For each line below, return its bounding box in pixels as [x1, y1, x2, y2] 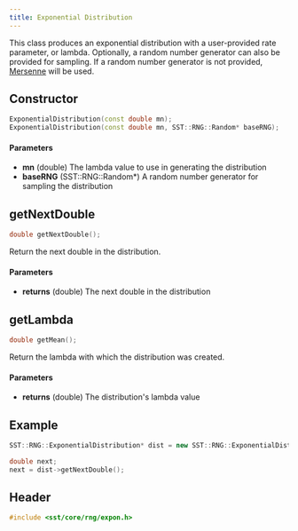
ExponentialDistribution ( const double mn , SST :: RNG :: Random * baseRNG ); [9, 123, 279, 132]
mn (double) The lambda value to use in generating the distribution [21, 162, 268, 173]
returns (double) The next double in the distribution [21, 286, 211, 297]
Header [9, 490, 51, 504]
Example [9, 417, 59, 432]
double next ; [9, 456, 58, 466]
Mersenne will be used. [9, 66, 95, 76]
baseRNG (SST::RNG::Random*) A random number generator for [21, 171, 259, 182]
